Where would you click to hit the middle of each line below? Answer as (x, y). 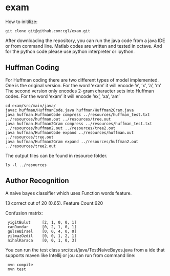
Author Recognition (37, 181)
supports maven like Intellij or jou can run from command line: (70, 255)
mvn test (17, 269)
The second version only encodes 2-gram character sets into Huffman (80, 91)
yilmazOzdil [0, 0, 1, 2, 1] (42, 236)
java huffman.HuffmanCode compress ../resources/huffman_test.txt (78, 114)
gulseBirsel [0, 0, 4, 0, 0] (42, 231)
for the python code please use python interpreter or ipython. (70, 51)
